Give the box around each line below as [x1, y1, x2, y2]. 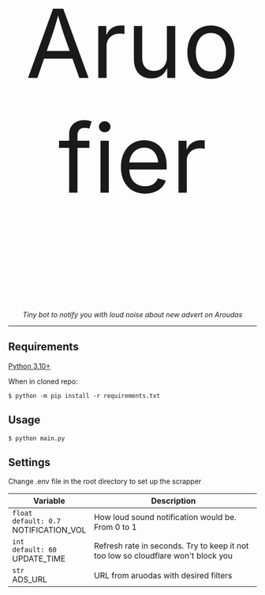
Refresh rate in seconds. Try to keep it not [93, 540, 249, 551]
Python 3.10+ [8, 361, 51, 370]
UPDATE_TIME [12, 553, 65, 564]
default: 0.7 [12, 517, 62, 526]
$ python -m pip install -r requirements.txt [8, 392, 160, 400]
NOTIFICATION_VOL [12, 525, 87, 536]
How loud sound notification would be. [93, 512, 237, 523]
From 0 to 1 [93, 521, 137, 532]
